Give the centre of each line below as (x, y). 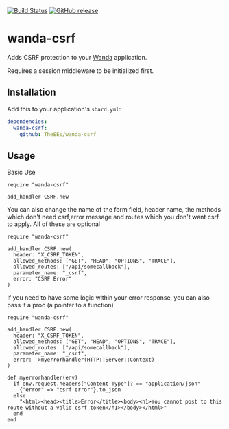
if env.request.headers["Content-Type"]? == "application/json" (107, 384)
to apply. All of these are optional (54, 224)
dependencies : (27, 121)
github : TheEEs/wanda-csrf (58, 134)
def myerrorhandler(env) (43, 378)
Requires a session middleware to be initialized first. (81, 70)
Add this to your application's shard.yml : (64, 109)
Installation (32, 92)
